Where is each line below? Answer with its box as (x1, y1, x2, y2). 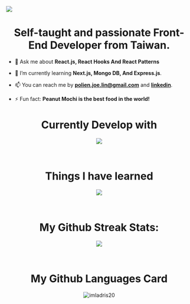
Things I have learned (45, 169, 153, 183)
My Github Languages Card (30, 272, 168, 285)
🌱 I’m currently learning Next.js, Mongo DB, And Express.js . (14, 69, 162, 76)
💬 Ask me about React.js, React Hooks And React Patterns (14, 58, 159, 65)
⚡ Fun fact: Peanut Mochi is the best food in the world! (14, 95, 150, 102)
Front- (153, 26, 185, 40)
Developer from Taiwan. (50, 38, 170, 52)
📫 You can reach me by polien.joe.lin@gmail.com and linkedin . (14, 81, 173, 88)
